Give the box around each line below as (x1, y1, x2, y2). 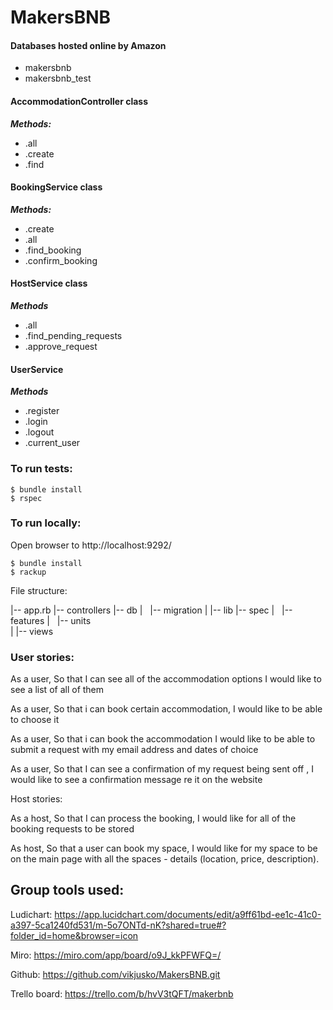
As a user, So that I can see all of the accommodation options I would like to (10, 673, 322, 685)
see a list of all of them (10, 684, 105, 696)
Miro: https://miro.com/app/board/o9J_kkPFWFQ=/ (10, 949, 222, 961)
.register (24, 405, 60, 417)
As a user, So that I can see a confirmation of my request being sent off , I (10, 763, 314, 775)
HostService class (10, 277, 88, 290)
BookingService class (10, 181, 103, 193)
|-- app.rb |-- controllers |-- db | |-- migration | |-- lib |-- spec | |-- (10, 604, 293, 616)
